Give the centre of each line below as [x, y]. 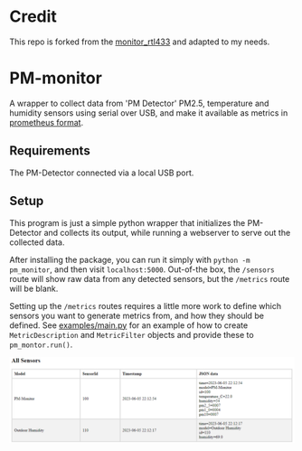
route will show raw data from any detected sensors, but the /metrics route [150, 278]
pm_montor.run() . [41, 344]
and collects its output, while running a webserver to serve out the [167, 232]
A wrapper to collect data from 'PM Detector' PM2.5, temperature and [139, 103]
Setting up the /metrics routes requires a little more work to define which [146, 305]
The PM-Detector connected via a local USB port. [102, 173]
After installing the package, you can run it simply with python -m [130, 259]
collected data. [37, 242]
